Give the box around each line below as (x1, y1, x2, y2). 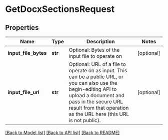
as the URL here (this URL (68, 111, 129, 118)
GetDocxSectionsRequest (5, 3, 115, 15)
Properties (5, 23, 39, 32)
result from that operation (68, 105, 129, 111)
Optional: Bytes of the (68, 46, 120, 53)
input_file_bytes (7, 50, 47, 56)
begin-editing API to (68, 86, 117, 93)
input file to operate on (68, 53, 122, 59)
